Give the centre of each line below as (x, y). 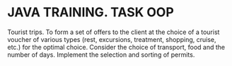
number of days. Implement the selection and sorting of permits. (101, 55)
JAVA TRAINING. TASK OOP (91, 12)
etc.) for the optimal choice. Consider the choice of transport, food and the (116, 47)
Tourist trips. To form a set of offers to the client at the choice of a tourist (114, 32)
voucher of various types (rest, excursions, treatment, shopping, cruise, (112, 39)
